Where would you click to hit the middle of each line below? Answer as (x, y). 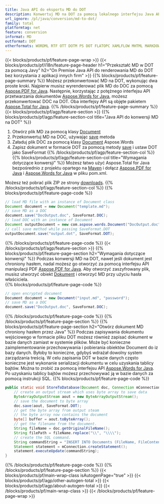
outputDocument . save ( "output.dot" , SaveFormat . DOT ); (60, 233)
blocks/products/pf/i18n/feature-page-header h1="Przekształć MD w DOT (79, 65)
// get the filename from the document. (55, 424)
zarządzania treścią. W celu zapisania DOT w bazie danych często (72, 358)
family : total (20, 23)
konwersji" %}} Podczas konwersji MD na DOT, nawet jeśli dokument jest (79, 258)
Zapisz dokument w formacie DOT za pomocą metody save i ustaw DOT (85, 147)
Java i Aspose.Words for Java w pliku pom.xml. (60, 173)
